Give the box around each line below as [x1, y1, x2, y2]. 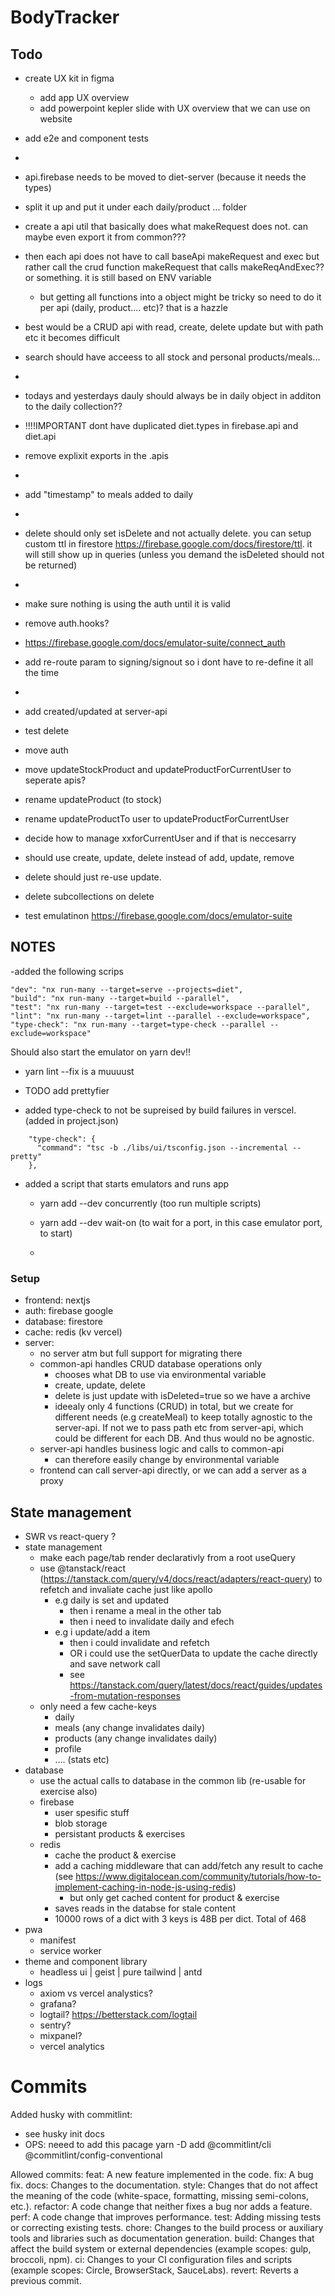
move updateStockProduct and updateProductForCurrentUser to [24, 764, 292, 775]
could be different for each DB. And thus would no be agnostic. [54, 1432, 315, 1445]
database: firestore [24, 1316, 104, 1328]
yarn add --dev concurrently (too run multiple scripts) [39, 1197, 262, 1209]
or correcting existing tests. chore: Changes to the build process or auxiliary [10, 2221, 324, 2233]
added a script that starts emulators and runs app [24, 1177, 230, 1190]
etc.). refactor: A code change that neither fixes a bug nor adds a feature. [10, 2200, 313, 2212]
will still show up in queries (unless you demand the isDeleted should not [24, 549, 325, 560]
